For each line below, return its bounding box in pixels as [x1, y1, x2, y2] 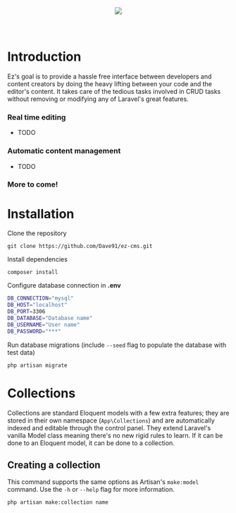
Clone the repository [7, 229, 67, 237]
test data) [7, 348, 35, 356]
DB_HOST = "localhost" [7, 302, 68, 309]
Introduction [7, 49, 82, 65]
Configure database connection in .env [7, 281, 121, 290]
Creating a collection [7, 459, 101, 471]
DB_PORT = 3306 [7, 308, 46, 315]
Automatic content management [7, 146, 121, 156]
